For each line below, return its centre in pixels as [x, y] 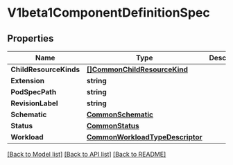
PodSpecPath [34, 92]
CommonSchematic [120, 114]
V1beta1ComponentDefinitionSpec [109, 13]
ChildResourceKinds [45, 69]
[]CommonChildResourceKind [137, 69]
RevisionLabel [34, 103]
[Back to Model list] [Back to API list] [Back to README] [87, 154]
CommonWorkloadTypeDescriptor [144, 137]
